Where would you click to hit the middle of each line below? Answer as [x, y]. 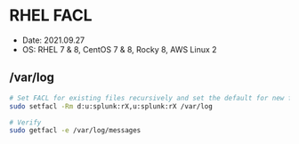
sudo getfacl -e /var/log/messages [75, 131]
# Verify [25, 122]
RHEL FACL [51, 16]
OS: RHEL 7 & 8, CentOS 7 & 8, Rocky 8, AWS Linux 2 [119, 49]
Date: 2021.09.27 [53, 40]
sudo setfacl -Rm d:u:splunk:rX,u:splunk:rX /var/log [111, 106]
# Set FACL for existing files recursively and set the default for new [147, 98]
